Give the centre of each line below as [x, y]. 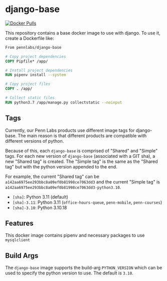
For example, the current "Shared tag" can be [52, 176]
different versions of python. [35, 141]
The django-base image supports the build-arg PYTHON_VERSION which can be [84, 268]
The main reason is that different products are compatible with [82, 135]
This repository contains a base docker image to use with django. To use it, [83, 33]
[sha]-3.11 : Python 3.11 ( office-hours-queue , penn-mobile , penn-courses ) [87, 202]
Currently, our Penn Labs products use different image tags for [70, 130]
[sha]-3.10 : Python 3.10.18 [40, 208]
